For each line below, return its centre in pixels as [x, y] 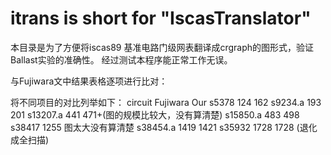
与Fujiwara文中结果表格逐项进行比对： [89, 81]
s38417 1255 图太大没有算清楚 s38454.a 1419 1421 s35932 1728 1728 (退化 [164, 127]
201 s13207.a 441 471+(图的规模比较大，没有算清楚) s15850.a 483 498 [155, 114]
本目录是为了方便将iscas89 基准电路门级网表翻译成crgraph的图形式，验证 [162, 47]
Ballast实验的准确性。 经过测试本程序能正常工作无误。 [121, 59]
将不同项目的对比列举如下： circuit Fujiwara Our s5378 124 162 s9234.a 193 [166, 102]
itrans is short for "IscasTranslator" [161, 18]
